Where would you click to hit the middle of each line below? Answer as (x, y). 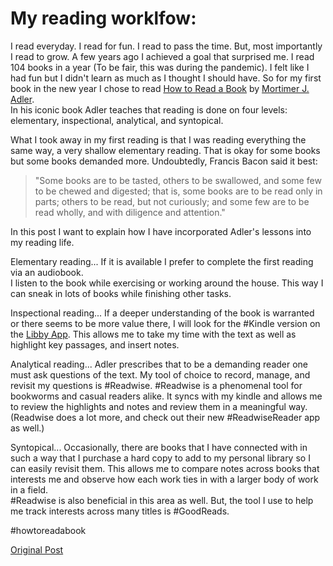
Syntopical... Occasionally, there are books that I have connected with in (159, 447)
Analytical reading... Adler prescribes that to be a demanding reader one (159, 364)
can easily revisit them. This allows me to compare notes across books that (165, 468)
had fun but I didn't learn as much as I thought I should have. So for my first (166, 78)
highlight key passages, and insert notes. (95, 344)
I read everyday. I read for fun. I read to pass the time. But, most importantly (166, 46)
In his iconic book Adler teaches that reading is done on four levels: (149, 109)
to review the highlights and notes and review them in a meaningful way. (159, 406)
